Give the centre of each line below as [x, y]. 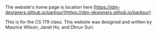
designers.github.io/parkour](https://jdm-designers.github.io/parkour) [78, 12]
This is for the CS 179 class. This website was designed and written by [78, 22]
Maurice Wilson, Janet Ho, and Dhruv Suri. [50, 27]
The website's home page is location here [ [50, 7]
